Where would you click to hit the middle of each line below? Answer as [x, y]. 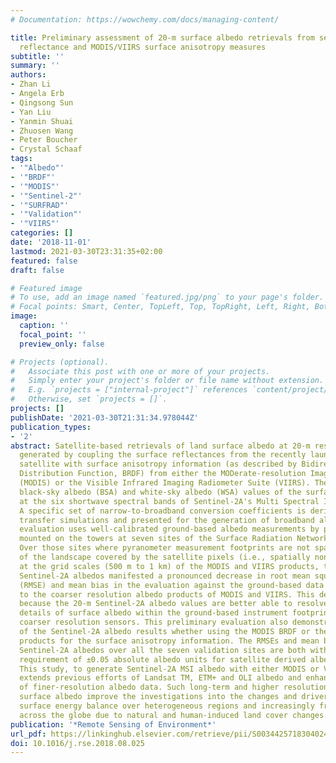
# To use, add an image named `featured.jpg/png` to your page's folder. [167, 297]
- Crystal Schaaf [46, 149]
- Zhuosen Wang [42, 131]
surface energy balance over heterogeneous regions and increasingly [167, 706]
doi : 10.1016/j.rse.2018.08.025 [77, 743]
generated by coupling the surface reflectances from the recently [163, 455]
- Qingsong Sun [42, 102]
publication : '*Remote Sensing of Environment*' [113, 724]
